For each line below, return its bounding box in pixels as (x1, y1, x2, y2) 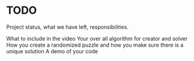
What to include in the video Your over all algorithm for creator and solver (6, 35, 188, 42)
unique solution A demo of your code (6, 47, 98, 54)
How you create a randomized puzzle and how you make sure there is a (6, 41, 184, 48)
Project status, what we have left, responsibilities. (6, 23, 129, 30)
